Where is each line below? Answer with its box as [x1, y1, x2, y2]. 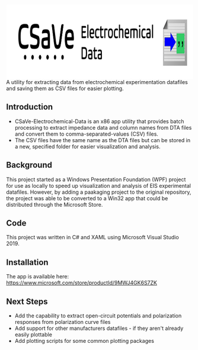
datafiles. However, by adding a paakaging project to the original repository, [6, 188, 191, 195]
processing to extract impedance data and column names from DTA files [14, 124, 192, 131]
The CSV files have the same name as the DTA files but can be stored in [14, 136, 191, 143]
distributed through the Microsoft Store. [6, 201, 103, 208]
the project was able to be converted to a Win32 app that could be [6, 194, 168, 202]
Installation [6, 257, 49, 267]
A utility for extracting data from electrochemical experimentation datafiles [6, 79, 188, 85]
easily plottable [14, 331, 52, 338]
